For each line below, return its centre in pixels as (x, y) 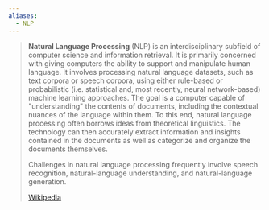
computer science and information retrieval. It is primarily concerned (142, 55)
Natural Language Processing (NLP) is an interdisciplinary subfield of (144, 46)
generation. (47, 181)
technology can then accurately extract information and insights (134, 132)
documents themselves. (68, 149)
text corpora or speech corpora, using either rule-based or (125, 80)
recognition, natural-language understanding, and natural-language (140, 173)
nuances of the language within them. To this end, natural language (140, 114)
